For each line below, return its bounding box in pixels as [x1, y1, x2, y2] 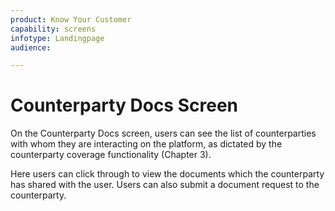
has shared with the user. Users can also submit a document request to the [10, 179, 320, 191]
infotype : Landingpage [10, 33, 105, 43]
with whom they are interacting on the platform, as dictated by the [10, 138, 283, 150]
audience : [10, 42, 52, 53]
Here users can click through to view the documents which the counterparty [10, 168, 325, 180]
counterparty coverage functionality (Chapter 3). [10, 149, 212, 161]
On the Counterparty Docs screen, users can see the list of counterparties [10, 127, 317, 140]
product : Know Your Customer [10, 14, 132, 25]
